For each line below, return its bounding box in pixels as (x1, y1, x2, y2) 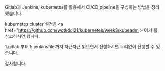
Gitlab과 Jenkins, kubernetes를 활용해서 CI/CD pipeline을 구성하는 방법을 (5, 4, 150, 10)
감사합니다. (5, 61, 27, 66)
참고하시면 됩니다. (5, 34, 40, 39)
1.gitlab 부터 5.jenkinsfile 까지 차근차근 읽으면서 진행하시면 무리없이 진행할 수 (5, 44, 155, 49)
